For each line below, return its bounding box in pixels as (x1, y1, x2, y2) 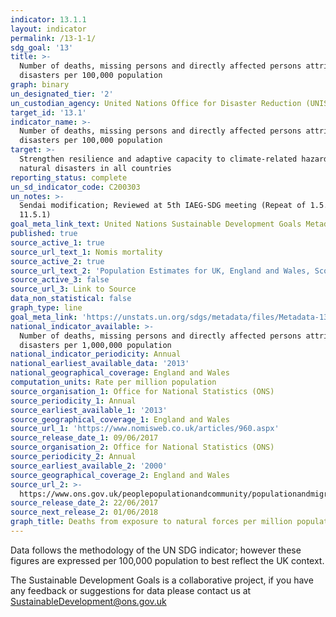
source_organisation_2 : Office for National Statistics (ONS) (10, 442, 275, 453)
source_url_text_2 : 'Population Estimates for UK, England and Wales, (10, 266, 311, 276)
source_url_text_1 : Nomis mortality (10, 247, 163, 257)
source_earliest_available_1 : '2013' (10, 405, 168, 415)
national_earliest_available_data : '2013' (10, 359, 190, 369)
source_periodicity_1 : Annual (10, 396, 137, 406)
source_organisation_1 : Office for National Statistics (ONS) (10, 386, 275, 396)
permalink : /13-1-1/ (10, 33, 97, 43)
